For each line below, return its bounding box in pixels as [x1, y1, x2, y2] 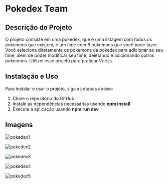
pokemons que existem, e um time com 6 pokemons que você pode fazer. [5, 42, 158, 48]
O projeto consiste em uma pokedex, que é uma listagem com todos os [5, 36, 152, 42]
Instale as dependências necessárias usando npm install [12, 101, 130, 107]
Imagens [5, 121, 33, 129]
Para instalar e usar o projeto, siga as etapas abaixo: [5, 85, 113, 91]
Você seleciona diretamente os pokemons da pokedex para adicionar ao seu [5, 47, 163, 53]
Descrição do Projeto [5, 23, 72, 32]
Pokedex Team [5, 3, 68, 15]
